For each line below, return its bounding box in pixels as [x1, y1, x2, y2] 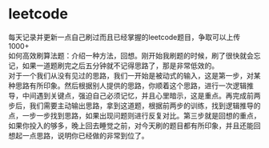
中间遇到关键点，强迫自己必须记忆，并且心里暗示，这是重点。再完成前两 [22, 90, 261, 100]
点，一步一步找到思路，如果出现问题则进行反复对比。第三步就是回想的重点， [8, 110, 261, 120]
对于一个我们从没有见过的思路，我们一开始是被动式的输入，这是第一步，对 [8, 70, 254, 80]
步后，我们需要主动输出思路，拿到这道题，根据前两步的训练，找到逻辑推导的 [8, 101, 261, 110]
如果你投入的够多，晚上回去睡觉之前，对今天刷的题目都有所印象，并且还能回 [8, 121, 261, 130]
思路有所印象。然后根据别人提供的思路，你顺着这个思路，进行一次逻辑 [14, 81, 247, 90]
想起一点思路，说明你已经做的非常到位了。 [8, 130, 149, 140]
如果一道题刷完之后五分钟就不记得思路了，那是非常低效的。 [22, 61, 219, 70]
